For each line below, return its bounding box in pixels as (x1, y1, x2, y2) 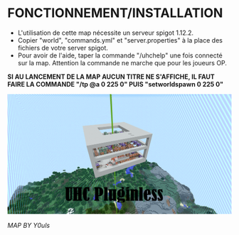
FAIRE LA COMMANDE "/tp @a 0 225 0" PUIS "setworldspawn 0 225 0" (7, 80, 224, 88)
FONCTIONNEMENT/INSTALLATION (7, 5, 223, 21)
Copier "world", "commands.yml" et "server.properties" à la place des (17, 35, 223, 44)
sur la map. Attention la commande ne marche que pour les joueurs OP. (17, 58, 228, 67)
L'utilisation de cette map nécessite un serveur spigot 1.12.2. (17, 28, 194, 37)
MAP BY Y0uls (7, 222, 51, 230)
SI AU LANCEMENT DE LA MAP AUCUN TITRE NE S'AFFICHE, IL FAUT (7, 72, 215, 81)
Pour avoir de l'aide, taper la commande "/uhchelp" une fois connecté (17, 51, 223, 60)
